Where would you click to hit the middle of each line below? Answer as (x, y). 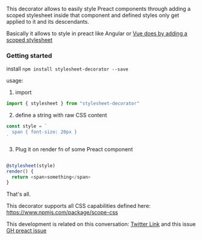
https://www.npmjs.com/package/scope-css (62, 213)
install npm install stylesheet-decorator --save (67, 69)
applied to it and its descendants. (48, 22)
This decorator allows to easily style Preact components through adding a (99, 9)
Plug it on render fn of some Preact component (74, 149)
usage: (15, 81)
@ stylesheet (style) (31, 166)
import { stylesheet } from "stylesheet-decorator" (73, 104)
